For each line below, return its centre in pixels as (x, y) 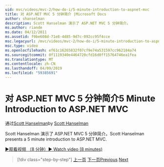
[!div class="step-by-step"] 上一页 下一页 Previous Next (72, 159)
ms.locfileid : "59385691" (31, 73)
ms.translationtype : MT (29, 59)
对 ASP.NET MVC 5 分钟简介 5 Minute (80, 99)
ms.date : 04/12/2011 (26, 32)
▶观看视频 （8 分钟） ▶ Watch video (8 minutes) (54, 149)
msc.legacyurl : (20, 41)
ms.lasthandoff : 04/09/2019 (34, 69)
